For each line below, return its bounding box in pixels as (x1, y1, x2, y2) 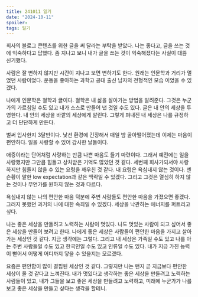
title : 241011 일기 (6, 8, 52, 15)
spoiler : (6, 19, 28, 25)
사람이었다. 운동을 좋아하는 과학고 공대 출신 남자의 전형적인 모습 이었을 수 (17, 77, 186, 84)
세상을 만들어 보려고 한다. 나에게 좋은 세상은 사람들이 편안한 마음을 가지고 (12, 228, 181, 235)
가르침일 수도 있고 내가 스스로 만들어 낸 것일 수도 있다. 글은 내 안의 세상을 (17, 104, 186, 111)
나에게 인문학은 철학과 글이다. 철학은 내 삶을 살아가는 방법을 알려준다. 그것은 (6, 97, 181, 104)
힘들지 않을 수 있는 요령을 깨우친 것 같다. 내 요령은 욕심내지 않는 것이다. (21, 166, 186, 173)
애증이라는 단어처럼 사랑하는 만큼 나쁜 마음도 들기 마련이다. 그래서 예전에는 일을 (6, 151, 189, 158)
